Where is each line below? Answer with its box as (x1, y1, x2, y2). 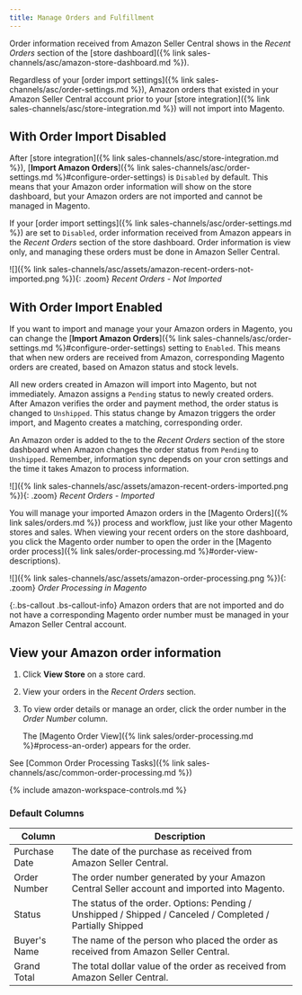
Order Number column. (22, 714, 108, 724)
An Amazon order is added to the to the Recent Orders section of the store (9, 435, 285, 446)
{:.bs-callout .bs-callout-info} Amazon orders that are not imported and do (9, 600, 285, 611)
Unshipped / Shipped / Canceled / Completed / (71, 909, 270, 921)
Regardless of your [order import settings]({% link (9, 74, 195, 85)
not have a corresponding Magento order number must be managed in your (9, 609, 289, 620)
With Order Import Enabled (9, 299, 164, 315)
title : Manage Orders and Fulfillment (9, 13, 155, 22)
